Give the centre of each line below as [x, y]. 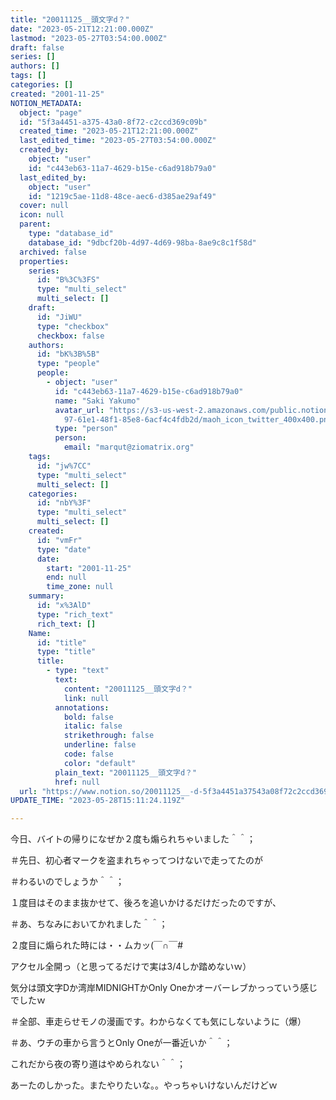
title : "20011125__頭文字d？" [70, 19]
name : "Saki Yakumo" [97, 401]
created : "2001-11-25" [57, 94]
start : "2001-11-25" [89, 568]
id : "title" [61, 642]
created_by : [44, 150]
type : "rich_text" [75, 614]
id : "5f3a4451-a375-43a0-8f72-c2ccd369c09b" [113, 122]
